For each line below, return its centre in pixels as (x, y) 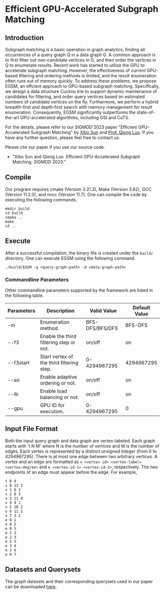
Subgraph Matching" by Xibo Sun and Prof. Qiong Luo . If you (92, 132)
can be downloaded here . (31, 587)
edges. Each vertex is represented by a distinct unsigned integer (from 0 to (81, 451)
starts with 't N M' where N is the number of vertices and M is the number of (82, 446)
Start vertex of (57, 357)
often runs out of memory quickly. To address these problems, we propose (81, 81)
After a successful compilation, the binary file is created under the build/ (79, 253)
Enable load (54, 391)
